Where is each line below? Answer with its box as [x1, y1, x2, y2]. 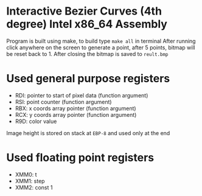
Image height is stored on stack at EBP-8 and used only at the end [6, 129, 170, 136]
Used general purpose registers [6, 72, 170, 86]
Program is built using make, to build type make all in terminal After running [6, 37, 196, 44]
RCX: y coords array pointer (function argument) [15, 111, 137, 118]
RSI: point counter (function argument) [15, 98, 112, 105]
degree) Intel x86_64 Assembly [6, 17, 167, 31]
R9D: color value [15, 117, 57, 125]
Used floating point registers [6, 151, 154, 165]
